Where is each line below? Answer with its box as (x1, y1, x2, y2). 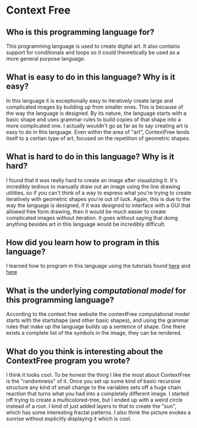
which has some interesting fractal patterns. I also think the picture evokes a (6, 409, 191, 416)
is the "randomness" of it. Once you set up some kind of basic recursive (6, 378, 181, 385)
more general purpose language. (6, 55, 86, 62)
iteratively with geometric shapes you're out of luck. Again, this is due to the (6, 195, 191, 202)
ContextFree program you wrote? (6, 355, 131, 366)
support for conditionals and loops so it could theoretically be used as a (6, 49, 180, 56)
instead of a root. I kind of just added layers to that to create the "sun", (6, 403, 176, 410)
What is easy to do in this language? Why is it (6, 72, 175, 83)
